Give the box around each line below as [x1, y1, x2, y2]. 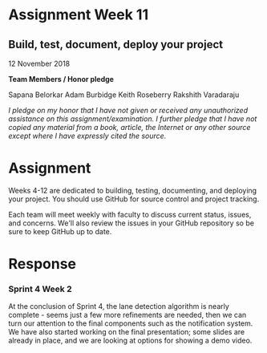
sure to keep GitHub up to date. [8, 226, 112, 236]
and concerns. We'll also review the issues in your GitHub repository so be [8, 218, 255, 228]
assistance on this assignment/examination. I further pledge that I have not [8, 114, 257, 124]
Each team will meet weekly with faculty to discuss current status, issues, [8, 209, 252, 219]
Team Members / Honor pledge [8, 75, 115, 83]
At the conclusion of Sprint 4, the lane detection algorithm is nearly [8, 302, 230, 311]
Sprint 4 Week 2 [8, 283, 72, 294]
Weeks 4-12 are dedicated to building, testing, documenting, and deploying [8, 185, 257, 195]
